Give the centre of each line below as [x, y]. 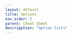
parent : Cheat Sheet [27, 23]
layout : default [22, 10]
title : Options [21, 14]
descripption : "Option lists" [36, 28]
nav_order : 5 [19, 19]
